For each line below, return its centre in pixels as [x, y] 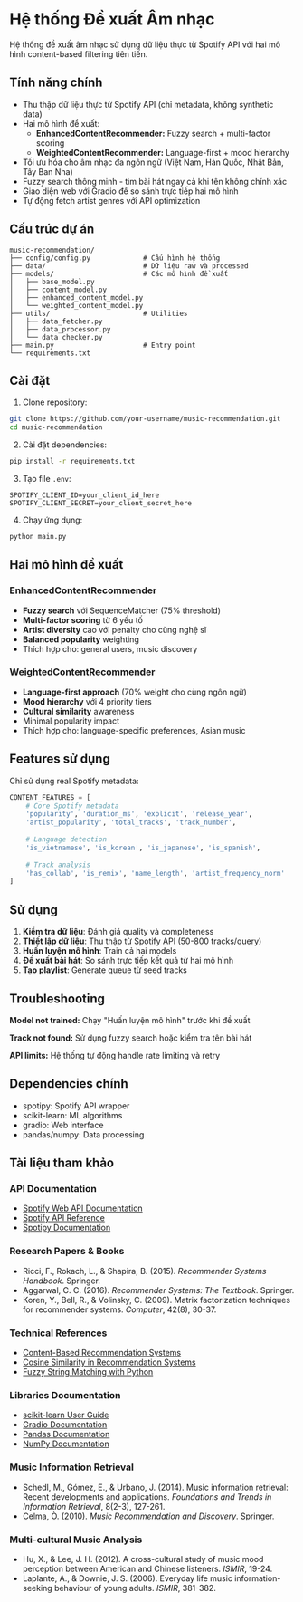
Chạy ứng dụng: [52, 520]
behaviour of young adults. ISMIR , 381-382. [135, 1588]
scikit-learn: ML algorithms [72, 1115]
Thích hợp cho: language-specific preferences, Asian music [134, 730]
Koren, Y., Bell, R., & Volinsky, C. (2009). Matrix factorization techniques [156, 1300]
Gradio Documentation [65, 1425]
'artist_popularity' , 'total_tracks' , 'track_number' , [131, 823]
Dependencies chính [69, 1084]
